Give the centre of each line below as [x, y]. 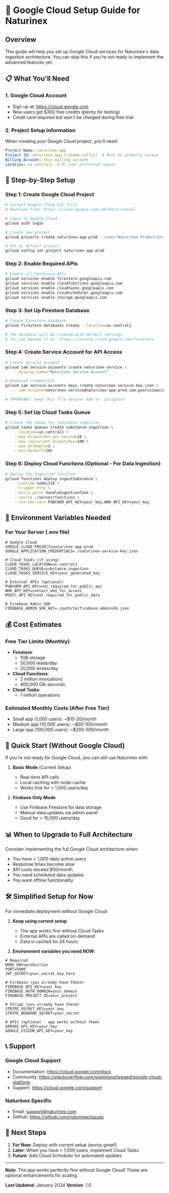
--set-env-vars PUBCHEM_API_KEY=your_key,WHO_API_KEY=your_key [82, 502]
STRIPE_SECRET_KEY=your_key [35, 1009]
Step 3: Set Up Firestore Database [47, 310]
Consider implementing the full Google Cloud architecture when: [72, 849]
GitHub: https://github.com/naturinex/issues [58, 1117]
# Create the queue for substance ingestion [53, 423]
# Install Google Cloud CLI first [41, 205]
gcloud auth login [24, 223]
